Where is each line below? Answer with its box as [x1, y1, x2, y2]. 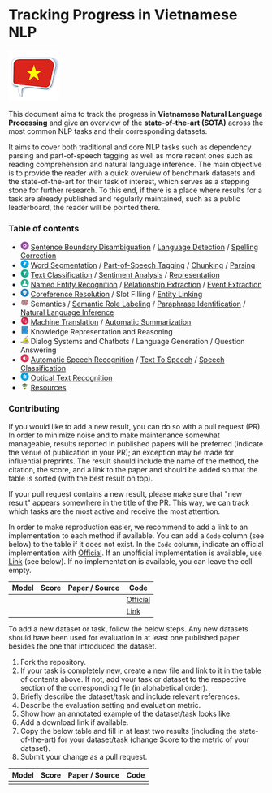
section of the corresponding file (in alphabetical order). [19, 683, 209, 693]
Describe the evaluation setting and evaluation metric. [19, 700, 201, 710]
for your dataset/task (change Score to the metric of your [58, 735, 250, 744]
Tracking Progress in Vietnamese [8, 6, 238, 24]
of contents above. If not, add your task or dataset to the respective [19, 674, 247, 684]
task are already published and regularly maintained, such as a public [8, 193, 241, 204]
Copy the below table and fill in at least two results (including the [19, 726, 237, 736]
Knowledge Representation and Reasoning [30, 327, 173, 337]
